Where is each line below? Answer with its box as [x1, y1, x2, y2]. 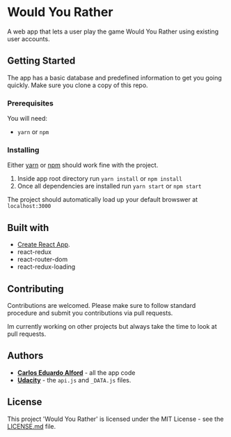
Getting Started [7, 55, 76, 67]
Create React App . [17, 240, 71, 249]
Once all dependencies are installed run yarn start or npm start [17, 182, 202, 191]
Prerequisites [7, 98, 54, 108]
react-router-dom [17, 255, 68, 264]
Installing [7, 145, 40, 154]
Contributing [7, 283, 64, 295]
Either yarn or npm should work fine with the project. [7, 161, 159, 170]
